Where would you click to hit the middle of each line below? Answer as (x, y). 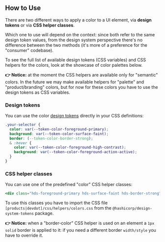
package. (44, 214)
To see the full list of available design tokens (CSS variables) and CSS (76, 60)
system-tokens (20, 214)
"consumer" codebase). (29, 50)
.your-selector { (23, 125)
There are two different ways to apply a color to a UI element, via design (79, 20)
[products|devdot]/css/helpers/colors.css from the (58, 208)
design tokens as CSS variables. (38, 92)
